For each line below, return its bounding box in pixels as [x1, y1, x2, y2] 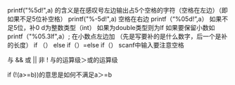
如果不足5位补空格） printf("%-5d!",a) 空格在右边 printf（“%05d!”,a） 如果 [7, 15, 222, 23]
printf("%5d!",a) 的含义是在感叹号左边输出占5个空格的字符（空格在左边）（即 [7, 6, 228, 14]
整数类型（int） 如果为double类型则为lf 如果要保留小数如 [51, 24, 215, 31]
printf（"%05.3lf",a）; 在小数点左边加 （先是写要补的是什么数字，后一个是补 [7, 32, 228, 40]
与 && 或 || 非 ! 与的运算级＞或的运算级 [7, 56, 118, 64]
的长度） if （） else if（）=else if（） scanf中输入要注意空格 [7, 41, 184, 49]
